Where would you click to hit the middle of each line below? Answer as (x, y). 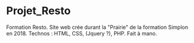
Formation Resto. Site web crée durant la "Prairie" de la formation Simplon (97, 27)
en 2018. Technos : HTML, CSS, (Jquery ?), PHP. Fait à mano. (81, 33)
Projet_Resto (39, 11)
